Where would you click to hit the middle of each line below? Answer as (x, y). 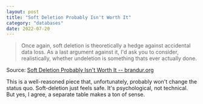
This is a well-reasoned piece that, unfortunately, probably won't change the (102, 82)
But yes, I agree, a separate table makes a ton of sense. (76, 94)
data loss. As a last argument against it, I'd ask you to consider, (100, 52)
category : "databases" (35, 23)
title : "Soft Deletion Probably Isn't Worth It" (69, 17)
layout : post (23, 12)
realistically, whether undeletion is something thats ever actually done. (109, 58)
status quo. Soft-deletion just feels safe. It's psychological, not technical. (97, 88)
